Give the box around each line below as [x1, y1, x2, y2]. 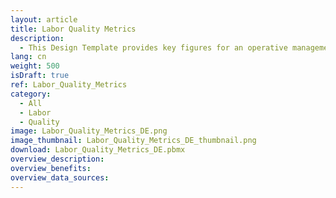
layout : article [10, 14, 78, 25]
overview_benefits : [10, 163, 92, 173]
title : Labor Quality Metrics [10, 24, 137, 34]
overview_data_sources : [10, 172, 110, 183]
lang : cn [10, 52, 47, 62]
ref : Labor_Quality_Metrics [10, 80, 128, 90]
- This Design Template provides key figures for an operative [19, 42, 288, 53]
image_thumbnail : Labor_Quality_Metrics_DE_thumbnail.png [10, 136, 257, 146]
